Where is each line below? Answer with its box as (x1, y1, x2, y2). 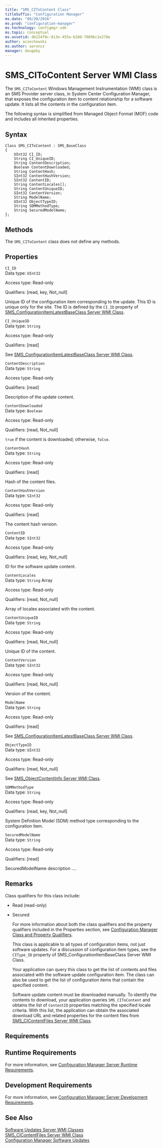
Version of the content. (5, 690, 51, 696)
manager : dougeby (5, 48, 41, 53)
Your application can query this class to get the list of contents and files (12, 966, 157, 972)
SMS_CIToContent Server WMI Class (5, 69, 158, 81)
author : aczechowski (5, 39, 47, 44)
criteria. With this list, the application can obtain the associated (12, 1007, 140, 1013)
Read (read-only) (12, 902, 47, 908)
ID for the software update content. (5, 563, 76, 569)
